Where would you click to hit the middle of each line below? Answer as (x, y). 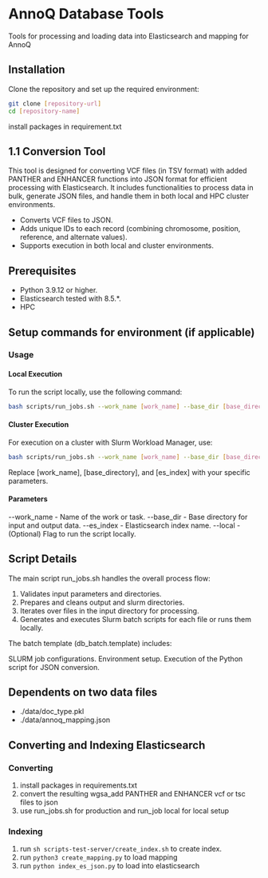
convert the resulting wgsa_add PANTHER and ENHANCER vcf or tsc (132, 794)
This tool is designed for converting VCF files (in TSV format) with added (128, 171)
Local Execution (35, 374)
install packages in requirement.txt (65, 126)
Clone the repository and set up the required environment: (104, 89)
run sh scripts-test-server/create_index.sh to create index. (120, 849)
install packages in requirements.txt (79, 785)
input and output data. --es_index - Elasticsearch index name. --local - (124, 525)
